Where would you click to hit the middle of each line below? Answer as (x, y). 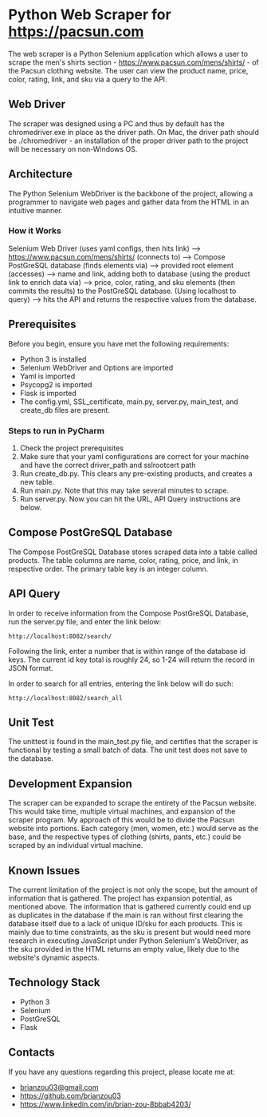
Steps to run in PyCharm (57, 430)
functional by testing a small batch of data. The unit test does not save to (128, 750)
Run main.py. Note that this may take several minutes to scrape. (124, 490)
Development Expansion (71, 784)
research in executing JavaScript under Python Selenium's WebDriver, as (128, 941)
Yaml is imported (47, 376)
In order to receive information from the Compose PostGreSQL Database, (128, 613)
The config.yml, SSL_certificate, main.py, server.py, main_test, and (129, 402)
